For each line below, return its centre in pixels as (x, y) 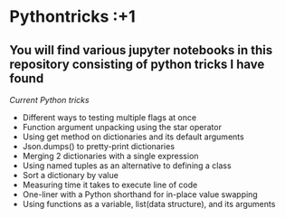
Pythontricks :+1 (72, 17)
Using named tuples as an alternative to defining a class (127, 166)
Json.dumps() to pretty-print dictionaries (98, 146)
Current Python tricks (49, 100)
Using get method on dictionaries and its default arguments (133, 137)
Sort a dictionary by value (71, 175)
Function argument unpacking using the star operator (122, 127)
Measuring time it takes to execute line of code (110, 185)
